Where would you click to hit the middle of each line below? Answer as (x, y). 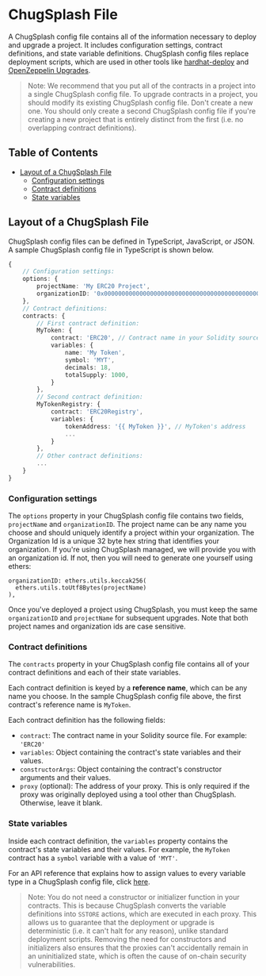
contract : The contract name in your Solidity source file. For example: (133, 736)
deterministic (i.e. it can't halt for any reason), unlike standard (128, 931)
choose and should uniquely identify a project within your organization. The (131, 532)
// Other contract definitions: (90, 456)
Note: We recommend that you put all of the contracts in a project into (141, 86)
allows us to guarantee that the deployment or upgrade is (121, 922)
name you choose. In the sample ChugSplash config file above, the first (125, 697)
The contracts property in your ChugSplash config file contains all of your (129, 664)
